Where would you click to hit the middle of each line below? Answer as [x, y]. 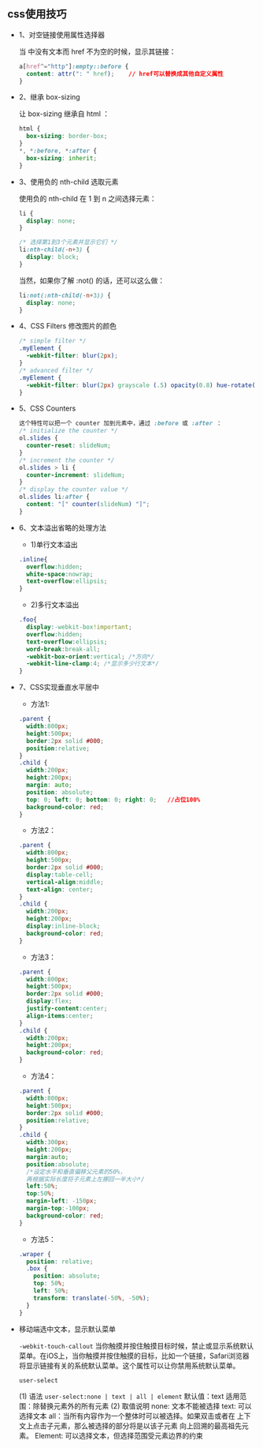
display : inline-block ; [63, 926]
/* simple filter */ [52, 341]
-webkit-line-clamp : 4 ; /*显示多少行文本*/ [93, 664]
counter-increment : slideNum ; [76, 475]
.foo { [28, 620]
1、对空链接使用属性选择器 [62, 35]
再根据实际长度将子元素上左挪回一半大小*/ [85, 1179]
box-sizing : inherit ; [62, 158]
